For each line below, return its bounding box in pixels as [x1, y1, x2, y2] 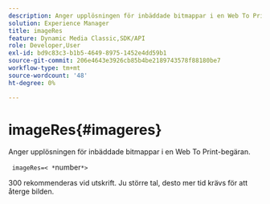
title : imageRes [8, 27, 63, 35]
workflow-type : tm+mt [8, 64, 81, 72]
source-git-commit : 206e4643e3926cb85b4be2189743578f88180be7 [8, 57, 221, 65]
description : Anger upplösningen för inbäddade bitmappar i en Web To [8, 11, 250, 20]
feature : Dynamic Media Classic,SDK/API [8, 34, 146, 43]
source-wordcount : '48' [8, 71, 88, 80]
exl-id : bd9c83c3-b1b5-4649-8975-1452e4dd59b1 [8, 49, 167, 57]
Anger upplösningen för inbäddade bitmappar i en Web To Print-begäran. [8, 147, 251, 157]
